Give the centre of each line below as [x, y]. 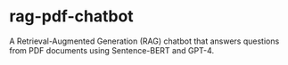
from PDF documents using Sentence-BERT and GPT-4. [112, 50]
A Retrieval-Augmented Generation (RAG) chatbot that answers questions [144, 41]
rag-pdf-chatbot [71, 16]
